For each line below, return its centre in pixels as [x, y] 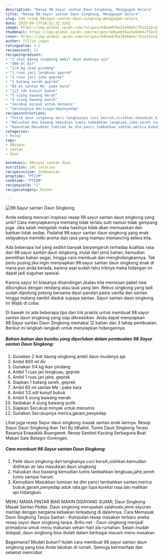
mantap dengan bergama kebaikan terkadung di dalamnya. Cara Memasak [80, 512]
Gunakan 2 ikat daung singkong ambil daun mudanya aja [69, 356]
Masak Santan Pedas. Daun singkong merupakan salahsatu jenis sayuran [78, 507]
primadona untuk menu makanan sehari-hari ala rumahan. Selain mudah [77, 527]
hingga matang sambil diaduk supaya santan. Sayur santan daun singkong [80, 298]
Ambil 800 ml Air [29, 362]
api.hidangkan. [27, 492]
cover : [12, 37]
